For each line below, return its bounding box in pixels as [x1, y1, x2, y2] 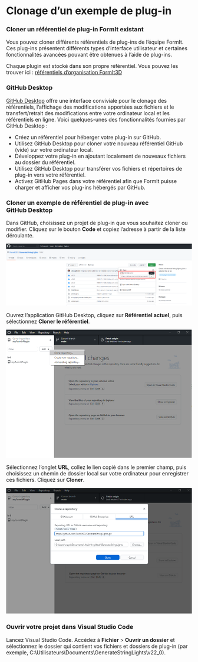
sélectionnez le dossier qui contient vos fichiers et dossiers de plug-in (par [6, 643, 188, 650]
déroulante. [6, 232, 34, 239]
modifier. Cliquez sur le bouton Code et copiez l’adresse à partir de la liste [6, 226, 186, 233]
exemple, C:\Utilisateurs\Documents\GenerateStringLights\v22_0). [6, 648, 166, 656]
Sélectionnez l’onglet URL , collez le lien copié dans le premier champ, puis [6, 464, 187, 471]
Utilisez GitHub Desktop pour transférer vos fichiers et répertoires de [14, 165, 183, 172]
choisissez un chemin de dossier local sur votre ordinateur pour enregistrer [6, 469, 189, 477]
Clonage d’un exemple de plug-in [6, 4, 172, 18]
